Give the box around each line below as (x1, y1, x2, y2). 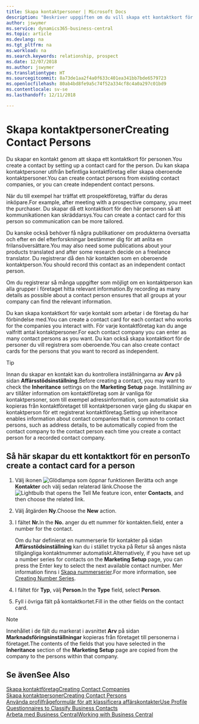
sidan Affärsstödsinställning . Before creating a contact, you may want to (6, 377, 185, 384)
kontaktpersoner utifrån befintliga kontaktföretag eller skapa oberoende (6, 168, 182, 175)
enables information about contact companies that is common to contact (6, 415, 185, 422)
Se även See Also (6, 670, 70, 680)
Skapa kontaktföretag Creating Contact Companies (6, 686, 130, 693)
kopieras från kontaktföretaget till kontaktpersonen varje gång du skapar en (6, 402, 192, 409)
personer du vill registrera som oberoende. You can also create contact (6, 341, 180, 348)
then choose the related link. (14, 495, 85, 503)
